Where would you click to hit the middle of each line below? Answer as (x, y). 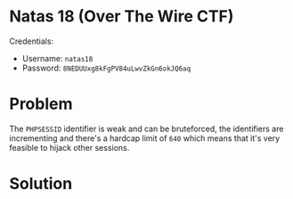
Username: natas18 (57, 58)
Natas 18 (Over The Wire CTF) (122, 17)
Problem (41, 104)
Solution (41, 184)
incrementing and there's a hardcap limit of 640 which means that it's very (145, 138)
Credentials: (32, 41)
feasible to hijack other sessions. (69, 147)
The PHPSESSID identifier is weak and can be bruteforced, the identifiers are (146, 129)
